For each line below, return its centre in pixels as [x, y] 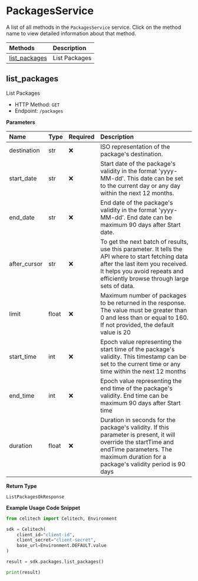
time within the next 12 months [143, 371]
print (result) [24, 572]
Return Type [22, 486]
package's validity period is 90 [143, 464]
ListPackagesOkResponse [35, 497]
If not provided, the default [137, 325]
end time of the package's [136, 388]
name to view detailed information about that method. [71, 33]
